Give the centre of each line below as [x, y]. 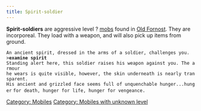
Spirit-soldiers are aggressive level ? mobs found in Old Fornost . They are [98, 29]
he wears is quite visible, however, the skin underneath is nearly [94, 73]
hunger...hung [178, 84]
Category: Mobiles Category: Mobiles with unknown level [77, 101]
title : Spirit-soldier [35, 12]
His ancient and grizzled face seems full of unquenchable [82, 84]
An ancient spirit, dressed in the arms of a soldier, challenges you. [98, 52]
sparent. [17, 79]
